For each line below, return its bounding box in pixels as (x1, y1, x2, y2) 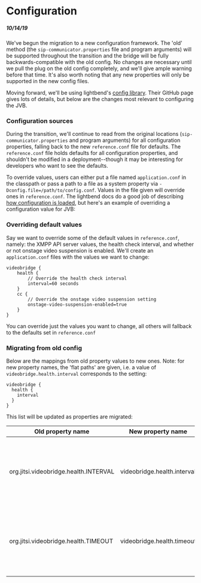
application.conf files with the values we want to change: (6, 253, 150, 260)
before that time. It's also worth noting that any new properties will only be (6, 71, 190, 78)
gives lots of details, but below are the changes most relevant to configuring (6, 96, 194, 103)
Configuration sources (6, 117, 74, 125)
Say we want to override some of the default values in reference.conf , (6, 234, 179, 241)
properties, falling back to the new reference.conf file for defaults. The (6, 143, 181, 150)
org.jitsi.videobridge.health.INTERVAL (9, 467, 115, 476)
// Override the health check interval (28, 275, 127, 281)
